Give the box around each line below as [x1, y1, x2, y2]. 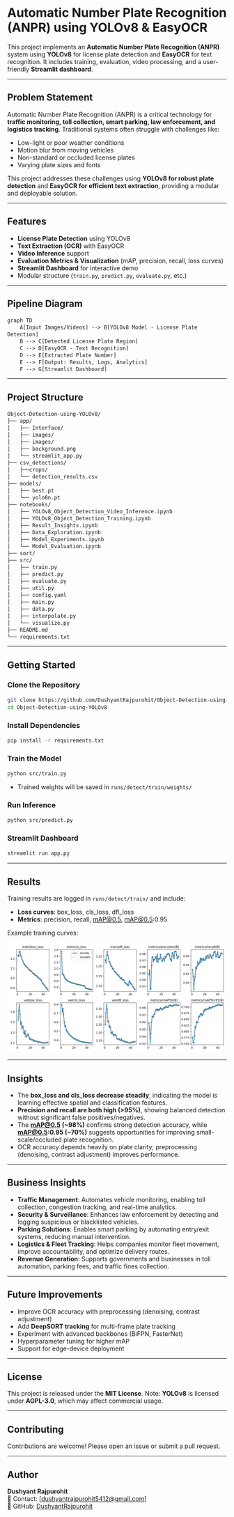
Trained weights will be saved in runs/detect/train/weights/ [17, 782, 193, 791]
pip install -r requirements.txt [7, 737, 104, 744]
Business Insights [7, 1177, 86, 1189]
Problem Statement [7, 92, 93, 104]
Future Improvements [7, 1289, 103, 1300]
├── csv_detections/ [7, 460, 68, 467]
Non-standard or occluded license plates [17, 153, 136, 162]
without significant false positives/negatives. [17, 1113, 146, 1121]
